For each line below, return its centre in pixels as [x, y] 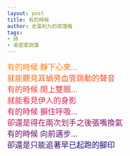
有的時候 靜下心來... [42, 67]
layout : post [26, 13]
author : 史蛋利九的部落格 [40, 26]
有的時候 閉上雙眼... [42, 90]
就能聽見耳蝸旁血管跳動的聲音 [61, 78]
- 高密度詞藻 [23, 45]
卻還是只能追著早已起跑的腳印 [61, 145]
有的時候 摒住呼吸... [42, 112]
